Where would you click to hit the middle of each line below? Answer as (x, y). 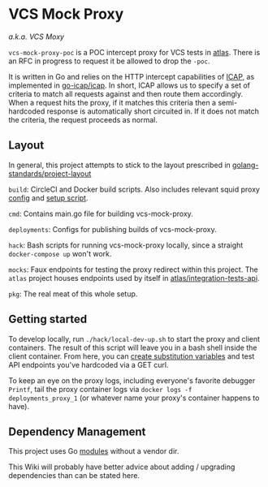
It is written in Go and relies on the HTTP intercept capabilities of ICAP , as (132, 76)
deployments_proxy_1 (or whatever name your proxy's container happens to (134, 398)
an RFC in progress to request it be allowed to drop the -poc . (109, 61)
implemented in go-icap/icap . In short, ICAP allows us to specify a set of (129, 85)
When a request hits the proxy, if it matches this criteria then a (112, 102)
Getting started (48, 319)
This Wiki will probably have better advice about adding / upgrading (122, 467)
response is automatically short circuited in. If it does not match (153, 111)
